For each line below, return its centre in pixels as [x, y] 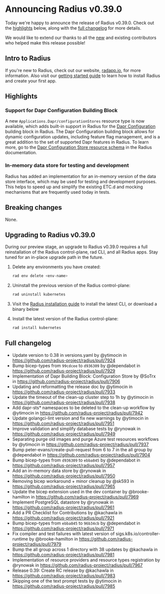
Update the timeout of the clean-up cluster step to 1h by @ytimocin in [83, 397]
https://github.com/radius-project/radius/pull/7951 [63, 423]
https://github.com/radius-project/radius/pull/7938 [64, 402]
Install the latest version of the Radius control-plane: [65, 319]
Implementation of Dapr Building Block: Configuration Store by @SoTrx [84, 376]
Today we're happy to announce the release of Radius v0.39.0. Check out [80, 23]
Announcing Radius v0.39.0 [64, 9]
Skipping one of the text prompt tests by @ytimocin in [67, 581]
